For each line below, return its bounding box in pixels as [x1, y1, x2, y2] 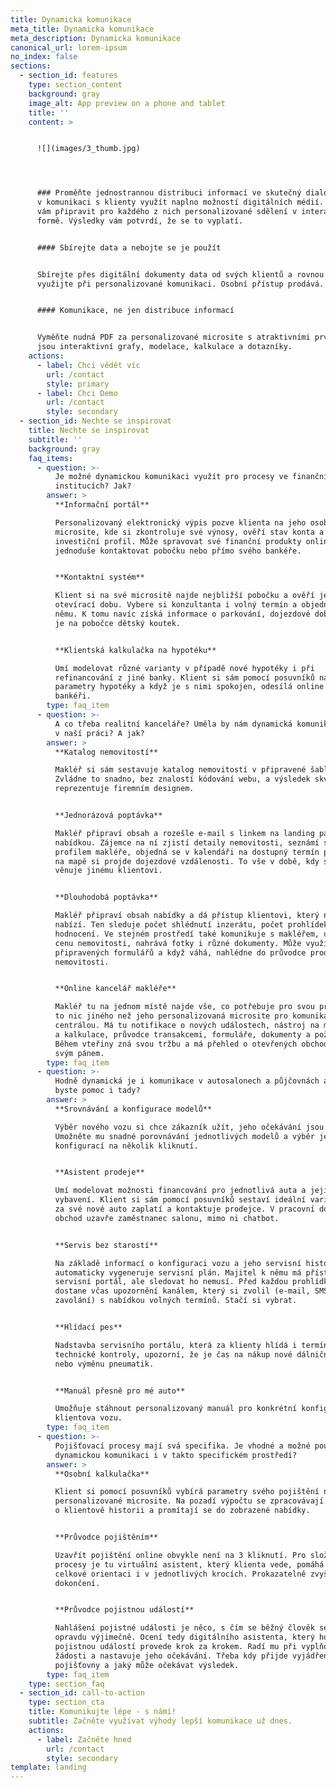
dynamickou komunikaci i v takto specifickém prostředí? [54, 1450, 298, 1460]
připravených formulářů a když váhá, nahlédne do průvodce [54, 947, 307, 958]
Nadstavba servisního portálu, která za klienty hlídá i [54, 1340, 298, 1350]
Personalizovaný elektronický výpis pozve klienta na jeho [54, 517, 307, 528]
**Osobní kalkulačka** [54, 1469, 150, 1479]
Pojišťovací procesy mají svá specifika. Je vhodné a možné [54, 1441, 311, 1451]
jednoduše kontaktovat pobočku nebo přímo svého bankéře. [54, 546, 302, 556]
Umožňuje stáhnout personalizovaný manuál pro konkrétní [54, 1404, 298, 1414]
